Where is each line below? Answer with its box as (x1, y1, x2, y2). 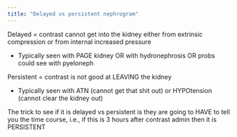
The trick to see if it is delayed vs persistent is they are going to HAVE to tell (7, 107, 231, 116)
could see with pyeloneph (17, 58, 94, 67)
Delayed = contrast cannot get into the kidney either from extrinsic (7, 30, 203, 38)
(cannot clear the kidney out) (17, 94, 104, 102)
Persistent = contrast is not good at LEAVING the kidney (7, 72, 172, 81)
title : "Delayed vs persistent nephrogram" (7, 10, 139, 18)
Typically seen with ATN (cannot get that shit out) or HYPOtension (17, 86, 213, 94)
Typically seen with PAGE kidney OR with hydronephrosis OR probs (17, 51, 216, 60)
